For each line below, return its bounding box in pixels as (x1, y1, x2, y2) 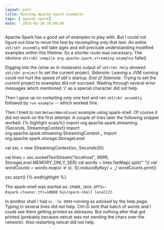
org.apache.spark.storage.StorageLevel (5, 136, 85, 141)
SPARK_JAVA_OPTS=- (69, 184, 107, 190)
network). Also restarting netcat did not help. (5, 219, 95, 225)
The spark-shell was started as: (5, 184, 69, 190)
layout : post (5, 7, 32, 12)
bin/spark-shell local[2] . (59, 189, 114, 195)
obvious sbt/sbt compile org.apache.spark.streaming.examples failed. (5, 55, 147, 61)
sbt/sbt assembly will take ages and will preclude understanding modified (5, 45, 154, 50)
